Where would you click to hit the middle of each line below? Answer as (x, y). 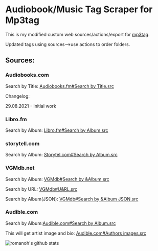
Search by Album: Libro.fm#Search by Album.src (57, 130)
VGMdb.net (20, 168)
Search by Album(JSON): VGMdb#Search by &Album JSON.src (72, 199)
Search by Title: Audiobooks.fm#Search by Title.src (60, 86)
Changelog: (17, 96)
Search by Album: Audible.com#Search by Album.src (61, 223)
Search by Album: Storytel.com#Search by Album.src (61, 155)
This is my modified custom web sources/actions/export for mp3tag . (77, 34)
